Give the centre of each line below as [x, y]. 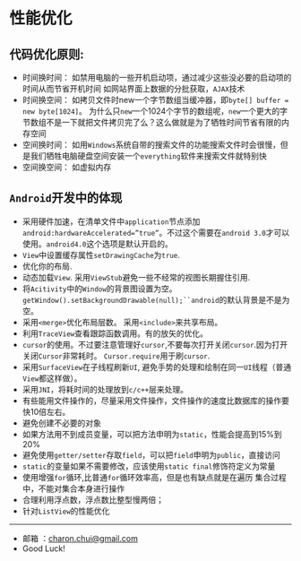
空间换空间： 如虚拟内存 [67, 167]
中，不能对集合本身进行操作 [73, 488]
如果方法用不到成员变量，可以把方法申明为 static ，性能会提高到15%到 [152, 434]
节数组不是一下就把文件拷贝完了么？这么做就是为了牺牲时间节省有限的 [152, 122]
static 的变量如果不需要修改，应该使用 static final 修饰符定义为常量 [149, 466]
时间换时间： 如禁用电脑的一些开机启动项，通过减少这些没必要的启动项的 [157, 78]
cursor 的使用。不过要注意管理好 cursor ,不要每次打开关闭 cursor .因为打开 [155, 344]
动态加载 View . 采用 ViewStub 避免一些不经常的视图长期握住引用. [136, 277]
